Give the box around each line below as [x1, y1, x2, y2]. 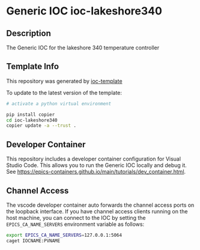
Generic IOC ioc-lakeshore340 [6, 4, 162, 18]
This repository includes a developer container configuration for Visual [6, 155, 181, 163]
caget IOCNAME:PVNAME [6, 237, 61, 244]
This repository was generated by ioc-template [6, 77, 123, 85]
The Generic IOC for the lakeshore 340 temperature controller [6, 44, 160, 51]
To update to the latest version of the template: [6, 89, 122, 96]
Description [6, 28, 51, 38]
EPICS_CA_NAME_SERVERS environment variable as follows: [6, 221, 145, 228]
